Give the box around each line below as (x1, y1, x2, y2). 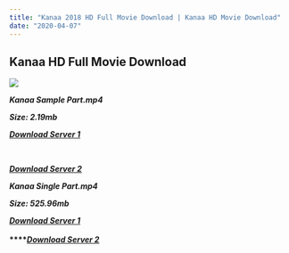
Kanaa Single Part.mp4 (9, 181, 98, 192)
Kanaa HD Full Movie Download (9, 54, 187, 69)
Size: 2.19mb (9, 112, 58, 123)
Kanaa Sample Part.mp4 (9, 94, 103, 105)
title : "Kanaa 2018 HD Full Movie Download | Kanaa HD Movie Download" (9, 12, 281, 22)
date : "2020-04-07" (9, 21, 82, 30)
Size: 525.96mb (9, 198, 70, 209)
